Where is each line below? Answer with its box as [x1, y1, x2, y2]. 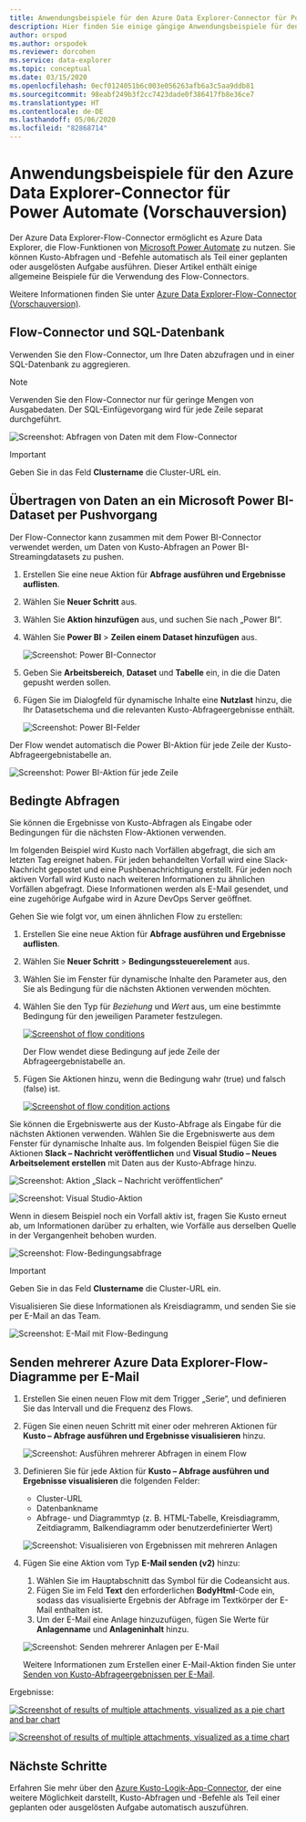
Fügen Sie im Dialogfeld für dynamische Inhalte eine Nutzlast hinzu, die [22, 694, 292, 705]
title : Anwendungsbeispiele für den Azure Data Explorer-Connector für [9, 13, 287, 23]
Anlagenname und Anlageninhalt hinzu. [36, 1624, 189, 1635]
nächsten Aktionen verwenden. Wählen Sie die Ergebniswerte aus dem [9, 1129, 275, 1140]
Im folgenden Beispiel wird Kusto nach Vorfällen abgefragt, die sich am [9, 845, 276, 856]
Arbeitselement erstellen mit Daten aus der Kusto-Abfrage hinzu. [9, 1157, 257, 1169]
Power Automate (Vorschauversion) [9, 202, 288, 223]
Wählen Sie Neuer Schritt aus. [22, 595, 138, 607]
